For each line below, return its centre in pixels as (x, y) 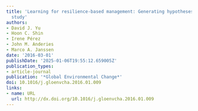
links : (14, 88)
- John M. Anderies (30, 45)
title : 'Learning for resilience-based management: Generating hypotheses (100, 11)
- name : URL (21, 93)
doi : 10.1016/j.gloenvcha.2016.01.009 (54, 83)
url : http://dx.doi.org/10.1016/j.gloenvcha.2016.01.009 (83, 99)
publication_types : (30, 66)
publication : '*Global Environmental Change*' (64, 77)
